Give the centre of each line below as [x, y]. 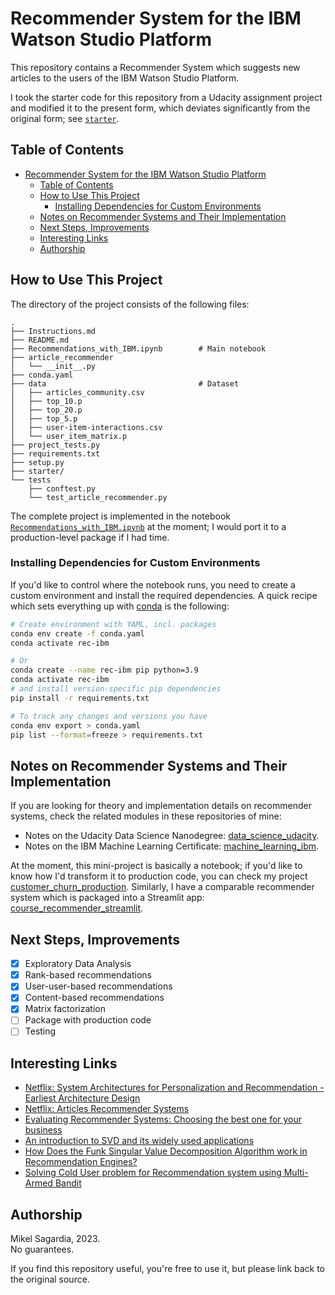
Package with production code [88, 1020]
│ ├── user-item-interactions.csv [86, 427]
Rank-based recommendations [88, 975]
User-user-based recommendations [98, 986]
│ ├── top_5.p [44, 418]
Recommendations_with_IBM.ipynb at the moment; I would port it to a [148, 526]
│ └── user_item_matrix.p [69, 436]
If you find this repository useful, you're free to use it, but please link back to [167, 1269]
